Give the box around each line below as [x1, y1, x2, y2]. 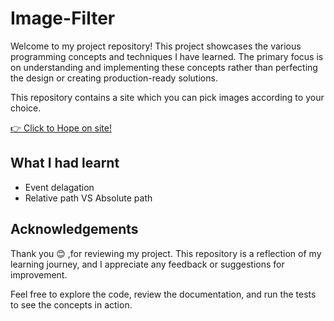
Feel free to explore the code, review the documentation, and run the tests [10, 288, 317, 300]
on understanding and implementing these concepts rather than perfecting [10, 61, 318, 73]
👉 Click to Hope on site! [10, 122, 112, 134]
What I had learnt [10, 155, 120, 172]
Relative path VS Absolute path [24, 192, 153, 204]
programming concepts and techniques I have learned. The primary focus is [10, 50, 324, 62]
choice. [10, 102, 42, 114]
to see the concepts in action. [10, 298, 133, 311]
